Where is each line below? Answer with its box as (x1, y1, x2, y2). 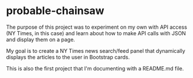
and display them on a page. (6, 36, 76, 43)
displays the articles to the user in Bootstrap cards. (6, 53, 130, 60)
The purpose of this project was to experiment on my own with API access (6, 23, 188, 30)
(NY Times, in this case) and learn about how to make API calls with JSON (6, 29, 186, 36)
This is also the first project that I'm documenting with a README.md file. (6, 65, 184, 72)
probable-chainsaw (6, 4, 104, 18)
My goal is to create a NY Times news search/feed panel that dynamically (6, 47, 186, 54)
